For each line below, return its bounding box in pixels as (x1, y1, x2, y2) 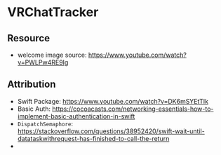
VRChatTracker (7, 4, 99, 20)
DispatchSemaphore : (17, 119, 74, 128)
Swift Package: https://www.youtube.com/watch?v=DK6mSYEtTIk (17, 97, 209, 105)
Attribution (7, 79, 56, 90)
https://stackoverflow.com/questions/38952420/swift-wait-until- (17, 127, 205, 135)
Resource (7, 32, 51, 44)
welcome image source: (17, 50, 87, 59)
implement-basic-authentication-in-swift (17, 112, 135, 120)
